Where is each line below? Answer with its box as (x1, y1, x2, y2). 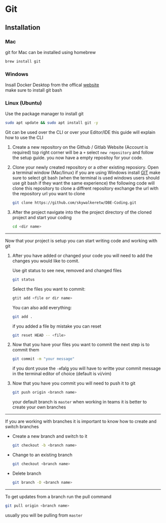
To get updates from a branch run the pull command (5, 493, 112, 499)
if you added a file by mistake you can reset (12, 323, 101, 329)
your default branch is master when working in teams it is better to (12, 399, 147, 405)
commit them (12, 347, 40, 353)
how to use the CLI (5, 135, 43, 141)
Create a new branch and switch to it (12, 433, 87, 439)
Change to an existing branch (12, 452, 73, 458)
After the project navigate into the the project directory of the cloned (12, 209, 152, 215)
